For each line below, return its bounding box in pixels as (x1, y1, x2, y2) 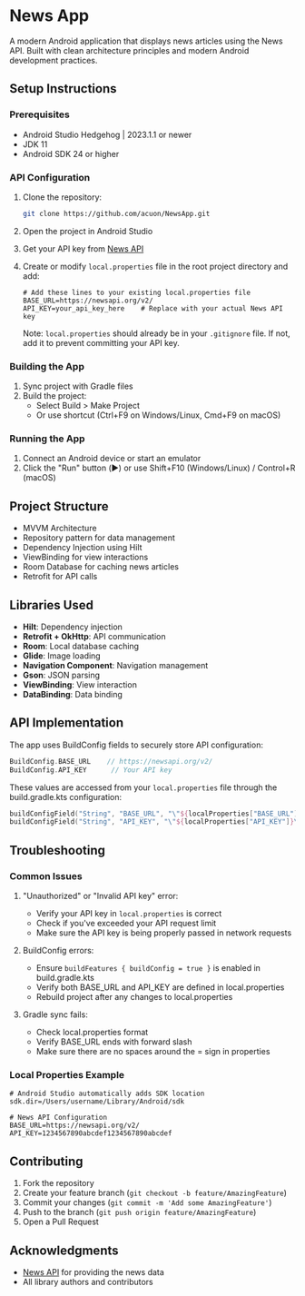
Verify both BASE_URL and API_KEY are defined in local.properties (35, 982, 285, 993)
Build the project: (22, 391, 87, 401)
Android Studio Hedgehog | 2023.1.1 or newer (22, 129, 192, 140)
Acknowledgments (9, 1242, 120, 1258)
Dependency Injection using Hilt (22, 542, 143, 553)
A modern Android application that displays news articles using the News (9, 35, 283, 46)
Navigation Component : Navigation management (22, 660, 209, 671)
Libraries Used (9, 597, 93, 613)
